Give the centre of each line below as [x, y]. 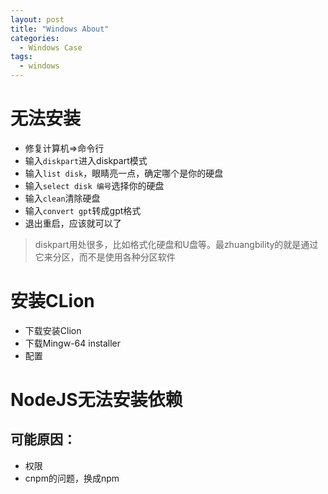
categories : [35, 38]
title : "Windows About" [60, 29]
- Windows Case [51, 47]
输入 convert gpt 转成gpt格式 [83, 210]
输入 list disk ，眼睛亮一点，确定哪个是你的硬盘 [124, 173]
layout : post [37, 19]
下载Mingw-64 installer [73, 343]
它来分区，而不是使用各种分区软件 [105, 257]
